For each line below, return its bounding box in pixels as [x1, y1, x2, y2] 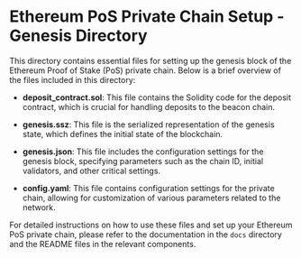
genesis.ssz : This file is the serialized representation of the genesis [22, 119, 275, 130]
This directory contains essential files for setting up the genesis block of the [9, 55, 292, 66]
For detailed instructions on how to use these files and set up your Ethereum [9, 219, 293, 230]
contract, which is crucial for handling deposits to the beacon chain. [22, 101, 275, 112]
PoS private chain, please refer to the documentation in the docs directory [9, 228, 282, 240]
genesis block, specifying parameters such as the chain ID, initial [22, 155, 264, 166]
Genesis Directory [9, 25, 148, 46]
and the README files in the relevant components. [9, 238, 196, 249]
